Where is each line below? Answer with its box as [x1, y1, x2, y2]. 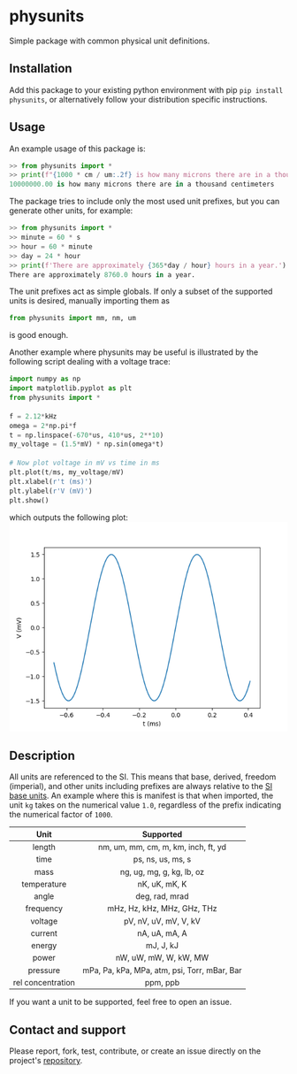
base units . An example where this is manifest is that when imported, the [9, 790, 274, 802]
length [32, 842, 56, 853]
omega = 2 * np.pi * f [9, 421, 77, 430]
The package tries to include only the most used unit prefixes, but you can [9, 196, 280, 207]
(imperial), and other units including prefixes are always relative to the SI [9, 781, 273, 792]
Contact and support [9, 1022, 126, 1037]
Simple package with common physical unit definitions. [9, 35, 210, 46]
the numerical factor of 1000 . [9, 809, 113, 820]
